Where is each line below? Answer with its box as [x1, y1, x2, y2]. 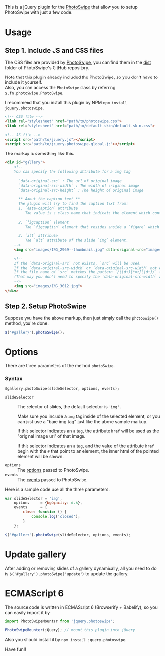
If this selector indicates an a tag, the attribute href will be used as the [17, 428, 159, 434]
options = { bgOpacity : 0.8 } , [14, 501, 82, 505]
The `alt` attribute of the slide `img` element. [25, 238, 129, 243]
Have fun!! [5, 646, 26, 652]
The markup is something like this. [5, 151, 75, 156]
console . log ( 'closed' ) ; [31, 514, 80, 519]
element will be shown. [17, 453, 64, 459]
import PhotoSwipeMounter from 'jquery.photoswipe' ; [5, 619, 115, 624]
